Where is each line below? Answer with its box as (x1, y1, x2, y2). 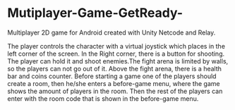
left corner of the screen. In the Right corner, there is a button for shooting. (7, 49, 224, 58)
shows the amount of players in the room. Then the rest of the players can (7, 87, 223, 95)
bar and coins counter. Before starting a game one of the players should (7, 72, 217, 80)
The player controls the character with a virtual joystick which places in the (7, 42, 226, 50)
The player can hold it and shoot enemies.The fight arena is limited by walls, (7, 56, 229, 65)
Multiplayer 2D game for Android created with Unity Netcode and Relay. (7, 28, 216, 37)
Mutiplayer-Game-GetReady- (7, 5, 183, 21)
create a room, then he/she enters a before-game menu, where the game (7, 79, 220, 87)
